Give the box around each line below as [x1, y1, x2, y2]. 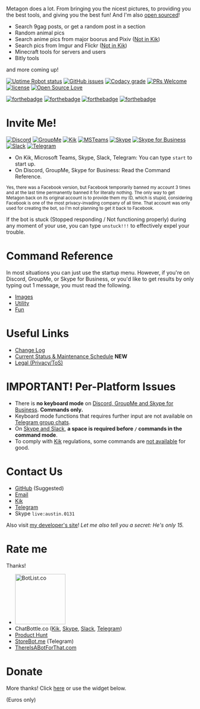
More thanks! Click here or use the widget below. [6, 685, 127, 692]
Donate [6, 664, 43, 678]
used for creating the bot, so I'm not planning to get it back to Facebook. [6, 205, 154, 211]
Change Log [14, 346, 46, 353]
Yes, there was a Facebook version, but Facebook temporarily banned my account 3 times [6, 184, 191, 190]
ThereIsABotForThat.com [14, 643, 77, 651]
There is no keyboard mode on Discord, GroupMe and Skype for [14, 399, 174, 407]
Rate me [6, 542, 48, 556]
